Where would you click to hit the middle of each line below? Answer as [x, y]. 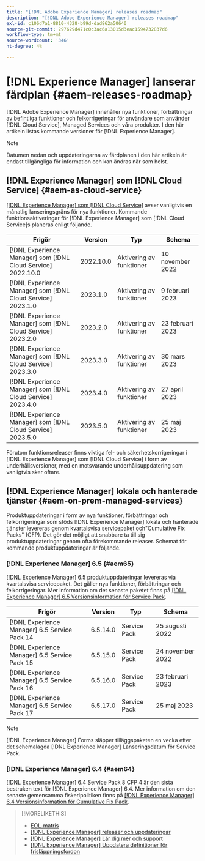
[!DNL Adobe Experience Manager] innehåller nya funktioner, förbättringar [100, 111]
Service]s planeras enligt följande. [49, 225]
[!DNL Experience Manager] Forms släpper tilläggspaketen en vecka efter [99, 740]
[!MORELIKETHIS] [44, 814]
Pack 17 [21, 713]
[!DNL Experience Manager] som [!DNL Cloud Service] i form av [87, 459]
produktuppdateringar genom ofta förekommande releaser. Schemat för [97, 542]
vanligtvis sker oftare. [34, 472]
